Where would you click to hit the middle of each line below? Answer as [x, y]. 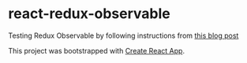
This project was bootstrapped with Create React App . [97, 50]
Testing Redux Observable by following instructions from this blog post [123, 35]
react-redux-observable [90, 14]
